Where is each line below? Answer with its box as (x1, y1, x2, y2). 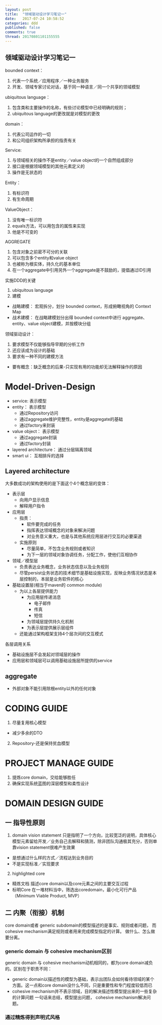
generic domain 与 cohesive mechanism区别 (5, 948, 112, 954)
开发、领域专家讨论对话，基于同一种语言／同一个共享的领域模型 (12, 84, 140, 90)
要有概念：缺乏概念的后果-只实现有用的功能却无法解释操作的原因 (12, 364, 143, 370)
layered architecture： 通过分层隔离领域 (12, 447, 92, 452)
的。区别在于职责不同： (5, 966, 52, 972)
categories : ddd (5, 20, 38, 26)
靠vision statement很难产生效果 (12, 844, 75, 850)
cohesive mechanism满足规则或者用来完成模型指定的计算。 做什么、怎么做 (5, 928, 156, 934)
